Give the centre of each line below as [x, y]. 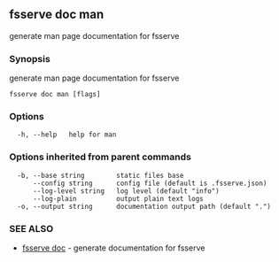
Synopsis [30, 58]
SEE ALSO [31, 228]
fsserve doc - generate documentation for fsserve [113, 248]
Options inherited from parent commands [101, 157]
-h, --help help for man [67, 135]
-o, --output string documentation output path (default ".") [144, 206]
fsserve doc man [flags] [55, 95]
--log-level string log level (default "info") [126, 191]
